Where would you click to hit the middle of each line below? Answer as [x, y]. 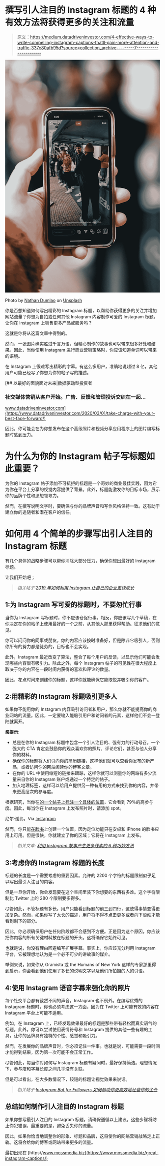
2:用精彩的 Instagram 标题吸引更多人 [61, 697]
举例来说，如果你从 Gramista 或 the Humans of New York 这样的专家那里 [79, 965]
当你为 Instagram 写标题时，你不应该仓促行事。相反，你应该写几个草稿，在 [81, 617]
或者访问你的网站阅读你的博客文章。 [57, 767]
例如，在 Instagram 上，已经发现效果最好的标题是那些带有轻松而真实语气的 [81, 1023]
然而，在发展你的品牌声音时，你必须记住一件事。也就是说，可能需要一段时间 [82, 1046]
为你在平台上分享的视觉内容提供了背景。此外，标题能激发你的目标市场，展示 [82, 489]
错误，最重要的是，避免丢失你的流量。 [57, 1125]
